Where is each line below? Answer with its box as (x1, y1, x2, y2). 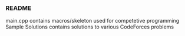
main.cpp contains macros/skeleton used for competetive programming (5, 17, 180, 24)
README (5, 4, 32, 12)
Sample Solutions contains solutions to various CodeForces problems (5, 23, 174, 30)
